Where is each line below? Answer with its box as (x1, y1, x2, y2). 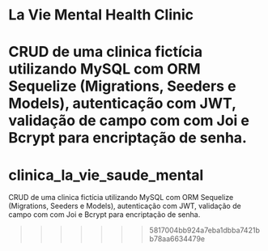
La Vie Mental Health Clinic (8, 6, 194, 24)
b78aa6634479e (149, 234, 205, 244)
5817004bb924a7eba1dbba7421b (149, 225, 261, 236)
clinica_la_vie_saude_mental (8, 166, 204, 184)
